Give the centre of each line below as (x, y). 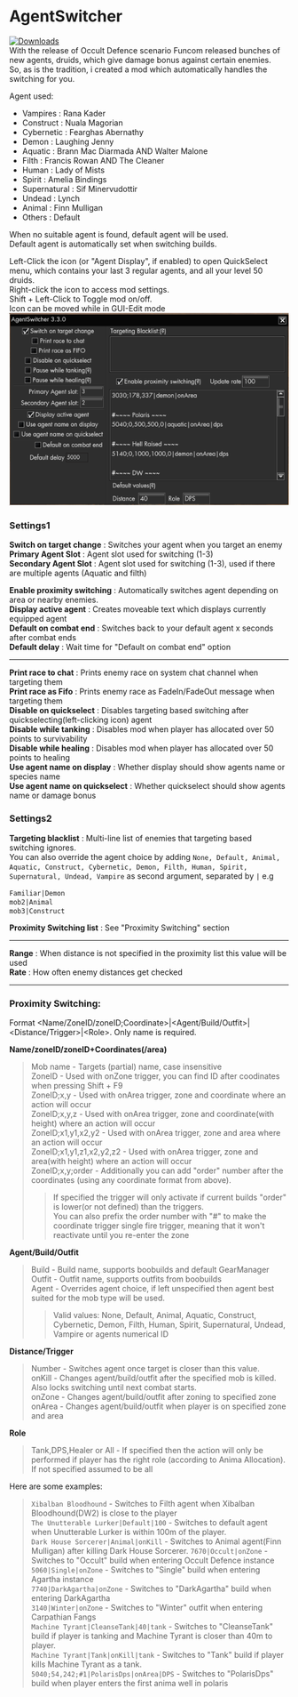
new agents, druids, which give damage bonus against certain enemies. (141, 60)
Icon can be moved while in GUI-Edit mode (87, 308)
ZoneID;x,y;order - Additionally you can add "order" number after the (157, 1170)
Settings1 (30, 525)
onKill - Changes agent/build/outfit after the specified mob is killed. (153, 1378)
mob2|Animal (31, 902)
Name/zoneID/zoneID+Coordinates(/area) (88, 1049)
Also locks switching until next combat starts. (114, 1387)
